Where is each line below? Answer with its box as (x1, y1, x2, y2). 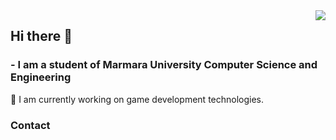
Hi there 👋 (10, 28, 73, 45)
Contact (10, 118, 51, 132)
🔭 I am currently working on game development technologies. (10, 93, 265, 105)
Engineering (10, 70, 72, 84)
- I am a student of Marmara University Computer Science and (10, 58, 318, 72)
